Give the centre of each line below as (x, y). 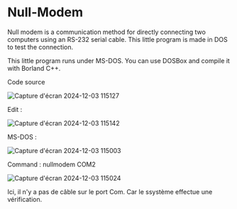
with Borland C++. (34, 68)
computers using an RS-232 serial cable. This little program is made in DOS (118, 39)
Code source (26, 81)
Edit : (15, 109)
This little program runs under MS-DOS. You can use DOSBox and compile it (119, 60)
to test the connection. (40, 47)
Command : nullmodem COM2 (51, 164)
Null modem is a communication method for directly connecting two (106, 32)
